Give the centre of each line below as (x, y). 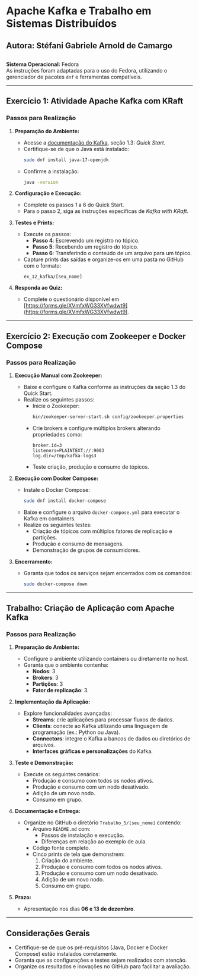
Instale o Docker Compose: (57, 489)
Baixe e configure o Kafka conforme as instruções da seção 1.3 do (105, 387)
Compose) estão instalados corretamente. (66, 954)
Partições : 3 (48, 684)
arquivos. (44, 745)
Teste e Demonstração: (44, 763)
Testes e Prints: (34, 223)
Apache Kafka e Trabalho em (79, 11)
